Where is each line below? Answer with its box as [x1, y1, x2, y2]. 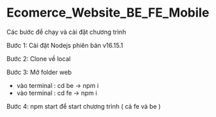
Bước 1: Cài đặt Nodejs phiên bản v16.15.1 [6, 41, 124, 49]
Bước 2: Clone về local [6, 54, 71, 63]
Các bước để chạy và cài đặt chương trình [6, 28, 126, 36]
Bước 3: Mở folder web [6, 68, 72, 76]
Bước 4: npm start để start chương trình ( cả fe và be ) [6, 102, 161, 110]
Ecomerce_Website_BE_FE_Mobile [6, 5, 210, 21]
